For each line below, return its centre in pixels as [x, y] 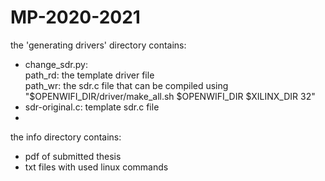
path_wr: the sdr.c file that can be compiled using [126, 85]
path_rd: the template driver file [89, 75]
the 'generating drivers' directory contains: [98, 45]
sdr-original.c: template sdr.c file [92, 107]
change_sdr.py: [56, 64]
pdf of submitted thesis [73, 156]
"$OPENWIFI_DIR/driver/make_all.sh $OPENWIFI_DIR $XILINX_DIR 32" [170, 96]
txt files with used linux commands [96, 167]
